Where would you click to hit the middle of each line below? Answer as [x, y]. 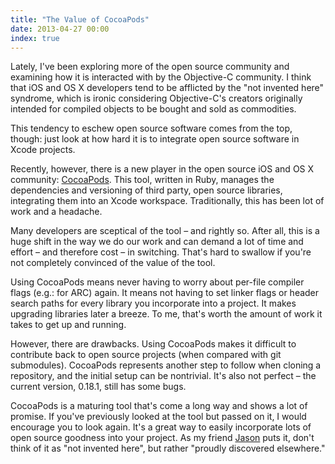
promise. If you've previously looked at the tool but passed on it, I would [158, 417]
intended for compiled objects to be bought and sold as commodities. [153, 109]
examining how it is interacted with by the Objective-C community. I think [161, 77]
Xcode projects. [43, 150]
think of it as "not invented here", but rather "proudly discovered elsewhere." [168, 448]
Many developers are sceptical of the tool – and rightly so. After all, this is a [165, 231]
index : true [35, 38]
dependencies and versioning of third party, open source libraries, [146, 190]
